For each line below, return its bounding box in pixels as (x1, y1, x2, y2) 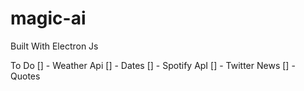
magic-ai (10, 7, 87, 30)
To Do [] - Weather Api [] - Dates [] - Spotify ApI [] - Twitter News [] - (10, 59, 296, 71)
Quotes (10, 70, 41, 82)
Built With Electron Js (10, 40, 99, 52)
